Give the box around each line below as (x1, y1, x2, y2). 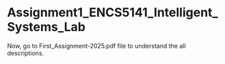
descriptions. (7, 49, 44, 57)
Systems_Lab (7, 19, 85, 35)
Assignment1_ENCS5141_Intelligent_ (7, 5, 219, 20)
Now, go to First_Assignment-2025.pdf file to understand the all (7, 42, 186, 50)
